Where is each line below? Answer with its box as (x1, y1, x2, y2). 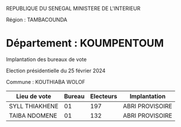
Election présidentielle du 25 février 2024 (6, 67, 106, 74)
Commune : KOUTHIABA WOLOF (6, 78, 86, 85)
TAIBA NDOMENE (9, 111, 57, 119)
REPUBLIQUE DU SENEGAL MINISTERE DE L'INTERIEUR (6, 5, 141, 12)
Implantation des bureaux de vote (6, 55, 87, 63)
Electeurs (90, 92, 118, 100)
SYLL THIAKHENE (9, 102, 58, 110)
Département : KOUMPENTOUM (6, 37, 164, 50)
